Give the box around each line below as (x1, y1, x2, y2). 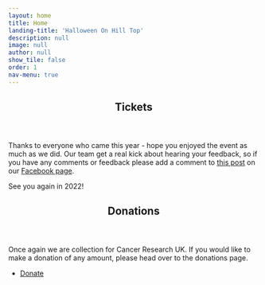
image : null (8, 41, 48, 49)
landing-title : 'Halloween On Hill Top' (8, 26, 145, 34)
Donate (19, 268, 45, 279)
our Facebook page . (8, 166, 75, 176)
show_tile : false (8, 57, 66, 64)
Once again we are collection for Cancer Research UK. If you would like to (8, 244, 251, 255)
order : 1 (8, 64, 37, 72)
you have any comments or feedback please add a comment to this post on (8, 158, 256, 167)
